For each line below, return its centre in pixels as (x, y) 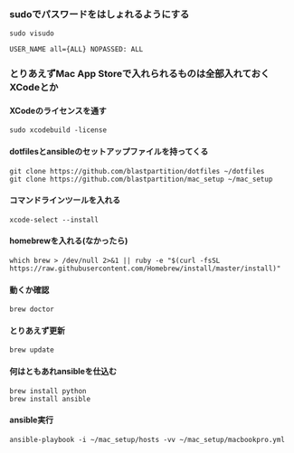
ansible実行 (32, 420)
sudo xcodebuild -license (58, 130)
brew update (32, 350)
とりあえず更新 (37, 330)
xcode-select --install (54, 220)
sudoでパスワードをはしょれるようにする (100, 14)
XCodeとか (34, 88)
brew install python (48, 391)
